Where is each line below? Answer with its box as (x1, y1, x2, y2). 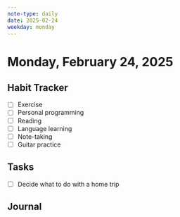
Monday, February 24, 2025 (7, 54, 174, 70)
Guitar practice (17, 140, 61, 149)
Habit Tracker (7, 82, 68, 94)
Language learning (17, 124, 72, 132)
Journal (7, 201, 42, 213)
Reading (17, 116, 42, 125)
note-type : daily (7, 10, 58, 18)
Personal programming (17, 108, 84, 117)
